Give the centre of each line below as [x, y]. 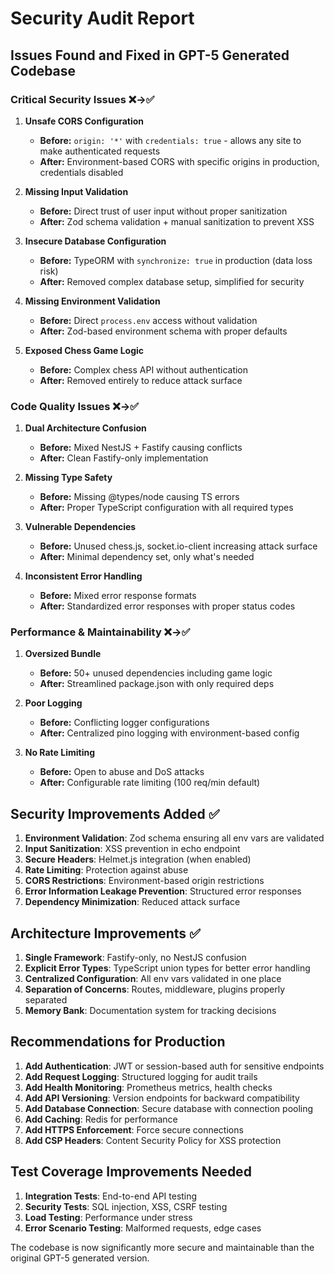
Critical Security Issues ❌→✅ [82, 99]
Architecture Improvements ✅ [105, 933]
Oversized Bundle [63, 654]
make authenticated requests [100, 151]
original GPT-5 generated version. [80, 1258]
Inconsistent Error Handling [83, 576]
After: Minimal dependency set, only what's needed [147, 557]
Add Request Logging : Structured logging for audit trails [141, 1076]
